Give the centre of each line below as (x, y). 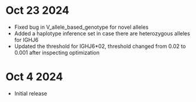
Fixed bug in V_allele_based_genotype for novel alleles (81, 27)
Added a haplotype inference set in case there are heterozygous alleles (102, 33)
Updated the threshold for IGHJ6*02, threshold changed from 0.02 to (100, 46)
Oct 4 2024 (34, 77)
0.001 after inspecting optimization (57, 52)
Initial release (30, 93)
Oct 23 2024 (37, 10)
